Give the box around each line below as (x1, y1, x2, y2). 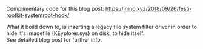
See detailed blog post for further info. (6, 36, 102, 43)
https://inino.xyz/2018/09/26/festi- (105, 5, 192, 12)
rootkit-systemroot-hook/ (6, 11, 70, 19)
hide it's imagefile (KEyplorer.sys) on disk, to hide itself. (6, 30, 145, 37)
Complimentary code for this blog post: (6, 5, 104, 12)
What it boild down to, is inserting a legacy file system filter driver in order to (6, 24, 197, 30)
